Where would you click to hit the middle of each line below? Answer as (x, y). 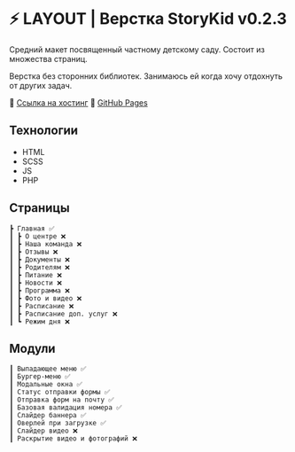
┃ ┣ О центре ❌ (38, 236)
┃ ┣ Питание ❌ (35, 275)
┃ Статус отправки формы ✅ (60, 393)
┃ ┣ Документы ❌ (40, 260)
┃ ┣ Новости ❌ (35, 283)
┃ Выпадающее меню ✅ (48, 369)
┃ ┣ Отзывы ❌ (34, 252)
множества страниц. (49, 58)
